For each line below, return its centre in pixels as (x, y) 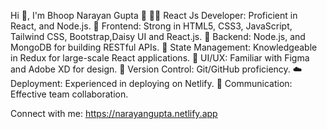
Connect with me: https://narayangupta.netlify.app (114, 113)
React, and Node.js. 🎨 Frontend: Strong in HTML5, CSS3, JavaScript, (151, 26)
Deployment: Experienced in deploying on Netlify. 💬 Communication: (151, 83)
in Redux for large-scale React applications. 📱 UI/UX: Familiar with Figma (160, 58)
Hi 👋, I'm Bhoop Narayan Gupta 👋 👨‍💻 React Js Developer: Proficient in (154, 15)
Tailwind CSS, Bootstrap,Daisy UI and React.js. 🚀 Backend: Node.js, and (158, 36)
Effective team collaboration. (69, 94)
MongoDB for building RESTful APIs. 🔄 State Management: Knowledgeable (164, 47)
